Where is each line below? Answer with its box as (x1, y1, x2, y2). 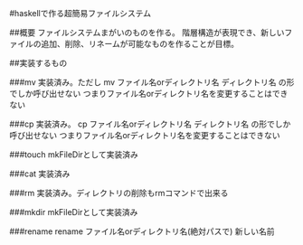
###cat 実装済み (9, 168, 71, 179)
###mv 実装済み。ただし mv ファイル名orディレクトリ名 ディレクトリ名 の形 (9, 77, 295, 88)
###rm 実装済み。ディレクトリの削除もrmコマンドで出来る (9, 188, 229, 198)
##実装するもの (9, 58, 68, 68)
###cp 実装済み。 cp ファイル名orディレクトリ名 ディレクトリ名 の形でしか (9, 118, 291, 129)
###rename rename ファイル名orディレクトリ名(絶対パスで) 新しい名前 (9, 226, 275, 237)
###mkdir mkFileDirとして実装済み (9, 207, 138, 217)
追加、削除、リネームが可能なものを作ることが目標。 (40, 39, 240, 49)
